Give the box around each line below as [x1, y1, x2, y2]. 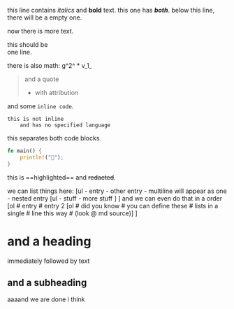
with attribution [34, 89, 79, 96]
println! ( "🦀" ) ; [20, 154, 64, 161]
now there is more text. [7, 27, 74, 35]
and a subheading [7, 276, 87, 289]
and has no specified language [20, 122, 111, 129]
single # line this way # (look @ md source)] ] [7, 209, 138, 217]
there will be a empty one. [7, 13, 82, 22]
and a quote [24, 75, 59, 83]
